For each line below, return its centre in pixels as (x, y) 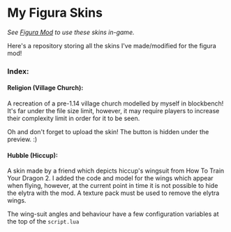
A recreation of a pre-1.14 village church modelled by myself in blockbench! (115, 103)
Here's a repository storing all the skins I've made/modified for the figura (112, 45)
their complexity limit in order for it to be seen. (74, 118)
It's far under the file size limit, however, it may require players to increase (113, 111)
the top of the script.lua (43, 222)
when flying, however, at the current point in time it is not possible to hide (113, 186)
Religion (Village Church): (45, 88)
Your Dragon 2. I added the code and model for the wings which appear (111, 178)
